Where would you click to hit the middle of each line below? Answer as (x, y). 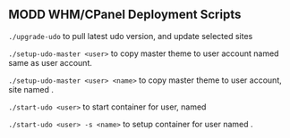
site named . (31, 89)
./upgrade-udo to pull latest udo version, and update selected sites (131, 36)
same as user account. (51, 62)
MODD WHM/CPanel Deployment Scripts (125, 15)
